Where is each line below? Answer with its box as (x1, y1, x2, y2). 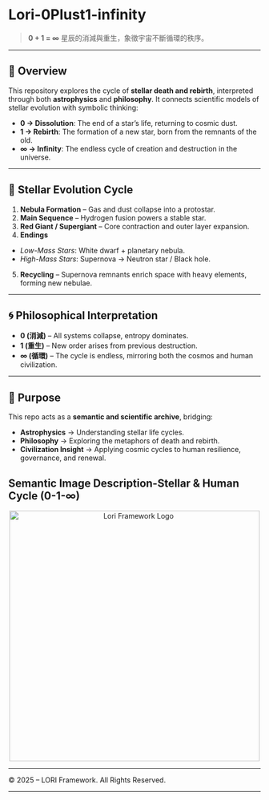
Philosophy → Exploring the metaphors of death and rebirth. (19, 436, 220, 446)
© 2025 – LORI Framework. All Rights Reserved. (8, 775, 167, 785)
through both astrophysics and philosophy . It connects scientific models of (8, 94, 259, 103)
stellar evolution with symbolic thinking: (8, 103, 139, 112)
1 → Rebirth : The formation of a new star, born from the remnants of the (19, 127, 258, 136)
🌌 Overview (8, 64, 67, 78)
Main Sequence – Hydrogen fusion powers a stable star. (19, 212, 207, 222)
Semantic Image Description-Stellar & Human (8, 476, 240, 490)
